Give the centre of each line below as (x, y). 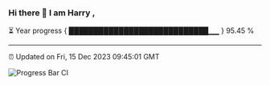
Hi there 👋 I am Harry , (52, 13)
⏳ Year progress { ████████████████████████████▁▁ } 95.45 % (131, 30)
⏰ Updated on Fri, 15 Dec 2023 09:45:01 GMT (84, 57)
